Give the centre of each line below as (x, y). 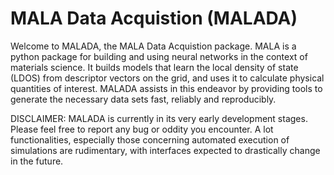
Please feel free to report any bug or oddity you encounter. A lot (142, 129)
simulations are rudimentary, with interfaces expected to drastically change (165, 150)
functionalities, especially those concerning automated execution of (150, 139)
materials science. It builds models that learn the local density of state (154, 67)
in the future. (37, 161)
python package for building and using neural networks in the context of (159, 56)
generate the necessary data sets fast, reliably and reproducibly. (143, 99)
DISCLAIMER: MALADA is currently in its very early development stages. (159, 118)
